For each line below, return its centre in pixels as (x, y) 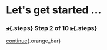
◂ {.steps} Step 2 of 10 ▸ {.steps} (52, 28)
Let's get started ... (54, 10)
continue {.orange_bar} (34, 41)
